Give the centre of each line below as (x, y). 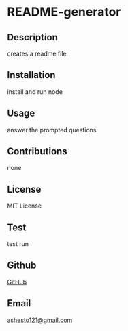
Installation (31, 75)
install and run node (35, 91)
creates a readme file (37, 53)
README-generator (64, 12)
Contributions (37, 151)
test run (18, 244)
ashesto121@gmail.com (40, 320)
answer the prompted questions (52, 130)
